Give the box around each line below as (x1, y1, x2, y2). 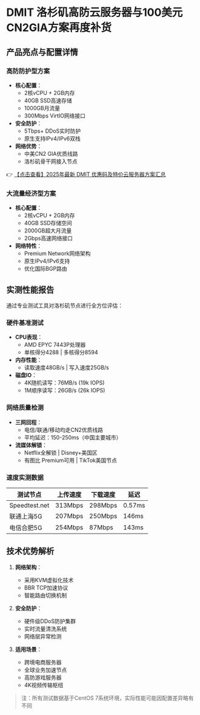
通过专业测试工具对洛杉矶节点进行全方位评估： (6, 302, 123, 309)
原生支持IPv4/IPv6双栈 (24, 134, 81, 142)
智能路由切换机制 (24, 591, 67, 599)
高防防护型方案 (6, 66, 50, 75)
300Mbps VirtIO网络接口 (24, 112, 86, 119)
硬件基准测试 (6, 318, 44, 327)
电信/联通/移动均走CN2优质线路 (24, 426, 103, 433)
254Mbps (55, 523, 84, 531)
